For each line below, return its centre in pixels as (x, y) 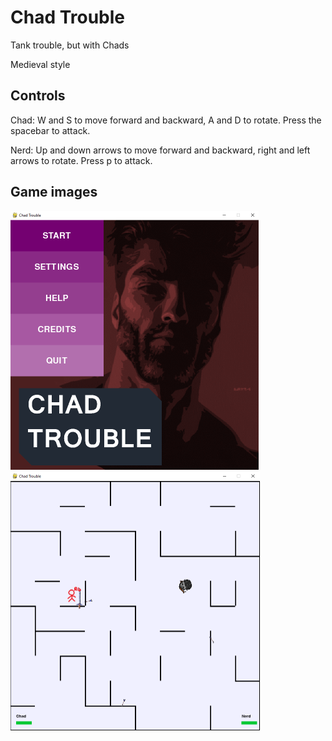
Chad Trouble (68, 17)
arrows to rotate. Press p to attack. (81, 160)
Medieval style (40, 64)
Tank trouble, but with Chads (70, 45)
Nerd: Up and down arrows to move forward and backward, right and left (160, 150)
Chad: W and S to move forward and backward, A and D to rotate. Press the (166, 120)
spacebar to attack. (50, 130)
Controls (38, 96)
